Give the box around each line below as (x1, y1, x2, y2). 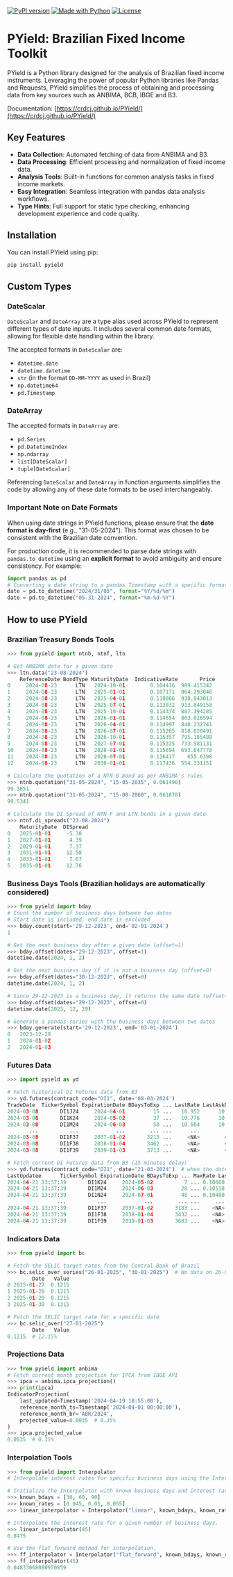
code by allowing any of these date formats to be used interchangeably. (7, 485, 213, 493)
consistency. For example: (7, 562, 82, 570)
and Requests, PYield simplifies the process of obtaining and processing (7, 83, 214, 92)
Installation (7, 229, 57, 241)
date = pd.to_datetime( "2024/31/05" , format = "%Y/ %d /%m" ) (7, 588, 175, 595)
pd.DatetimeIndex (17, 443, 68, 451)
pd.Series (17, 436, 46, 443)
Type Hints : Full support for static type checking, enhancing (17, 202, 189, 210)
